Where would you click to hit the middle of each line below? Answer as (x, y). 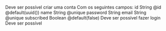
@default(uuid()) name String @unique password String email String (76, 12)
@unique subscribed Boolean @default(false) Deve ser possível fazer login (83, 18)
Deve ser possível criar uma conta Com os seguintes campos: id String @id (83, 7)
